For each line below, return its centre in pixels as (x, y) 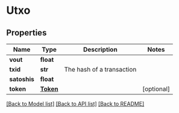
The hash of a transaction (100, 69)
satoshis (22, 79)
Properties (27, 33)
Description (100, 50)
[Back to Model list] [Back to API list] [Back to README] (75, 104)
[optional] (156, 89)
